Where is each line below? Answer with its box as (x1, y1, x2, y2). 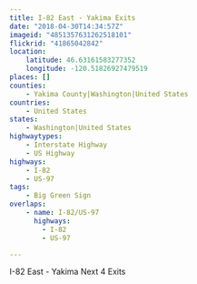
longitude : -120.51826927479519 (25, 65, 148, 74)
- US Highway (25, 148, 75, 157)
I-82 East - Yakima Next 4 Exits (9, 266, 126, 278)
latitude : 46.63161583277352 (25, 56, 136, 65)
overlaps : (9, 199, 47, 209)
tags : (9, 183, 30, 192)
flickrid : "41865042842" (9, 38, 103, 48)
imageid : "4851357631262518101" (9, 30, 132, 39)
